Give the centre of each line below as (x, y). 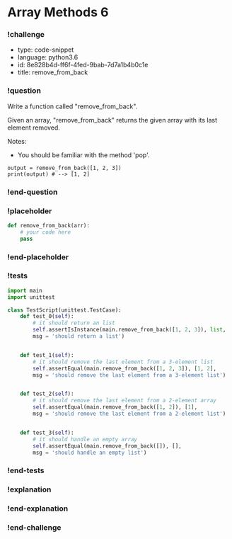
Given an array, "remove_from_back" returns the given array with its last (112, 120)
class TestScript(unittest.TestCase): (64, 310)
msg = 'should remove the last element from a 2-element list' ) (129, 414)
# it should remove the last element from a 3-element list (123, 362)
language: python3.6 (48, 57)
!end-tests (26, 470)
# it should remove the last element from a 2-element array (125, 401)
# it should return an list (74, 323)
